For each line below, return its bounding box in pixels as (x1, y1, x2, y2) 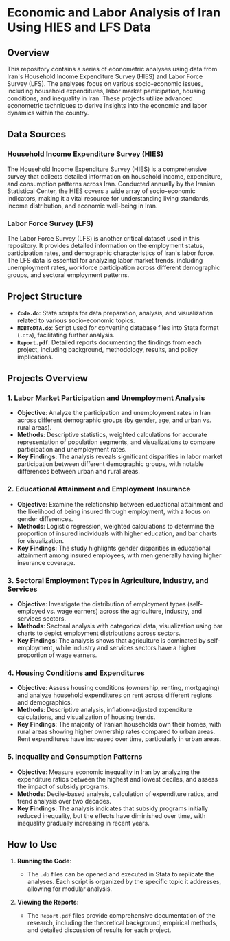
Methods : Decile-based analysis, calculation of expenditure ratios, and (16, 789, 218, 798)
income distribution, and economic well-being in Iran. (7, 201, 158, 210)
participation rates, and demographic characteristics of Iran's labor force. (7, 249, 215, 257)
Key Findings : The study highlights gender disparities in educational (16, 544, 211, 552)
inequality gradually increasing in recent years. (16, 819, 150, 827)
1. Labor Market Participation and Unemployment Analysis (7, 393, 205, 403)
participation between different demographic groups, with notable (16, 460, 204, 468)
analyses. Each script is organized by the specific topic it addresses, (27, 878, 222, 886)
